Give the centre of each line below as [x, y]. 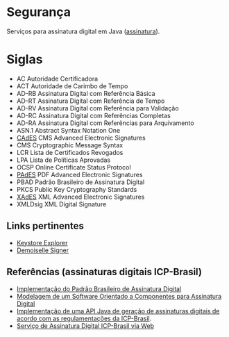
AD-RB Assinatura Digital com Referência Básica [86, 93]
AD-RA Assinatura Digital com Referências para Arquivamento [105, 123]
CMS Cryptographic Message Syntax [69, 145]
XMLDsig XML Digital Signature [61, 204]
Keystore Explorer [42, 243]
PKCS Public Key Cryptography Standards [77, 189]
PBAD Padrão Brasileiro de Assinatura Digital [80, 182]
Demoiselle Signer [43, 250]
